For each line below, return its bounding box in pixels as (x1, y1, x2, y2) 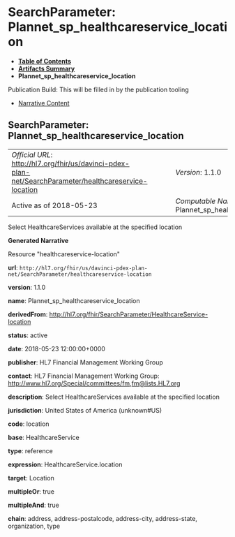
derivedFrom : (8, 310, 48, 318)
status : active (8, 331, 48, 339)
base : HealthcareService (8, 433, 79, 441)
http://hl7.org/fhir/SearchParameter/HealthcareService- (49, 310, 209, 318)
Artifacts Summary (17, 64, 75, 73)
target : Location (8, 473, 54, 482)
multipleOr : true (8, 487, 55, 496)
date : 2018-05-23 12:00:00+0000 (8, 344, 105, 353)
